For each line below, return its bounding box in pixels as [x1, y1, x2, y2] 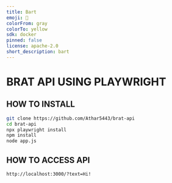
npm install [6, 132, 37, 138]
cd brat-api [6, 121, 37, 127]
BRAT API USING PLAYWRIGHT [6, 74, 167, 88]
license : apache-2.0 [6, 43, 59, 49]
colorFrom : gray [6, 20, 48, 26]
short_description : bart [6, 49, 70, 55]
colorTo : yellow [6, 26, 48, 32]
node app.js [6, 138, 37, 144]
